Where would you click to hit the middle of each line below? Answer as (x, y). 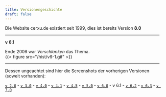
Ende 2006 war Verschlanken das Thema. (47, 51)
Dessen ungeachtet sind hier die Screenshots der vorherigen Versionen (77, 71)
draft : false (18, 14)
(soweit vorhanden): (25, 76)
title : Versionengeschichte (34, 10)
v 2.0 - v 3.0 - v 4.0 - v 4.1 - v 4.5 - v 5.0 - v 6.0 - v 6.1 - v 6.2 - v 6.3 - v (82, 85)
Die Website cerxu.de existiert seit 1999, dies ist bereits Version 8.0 (73, 28)
